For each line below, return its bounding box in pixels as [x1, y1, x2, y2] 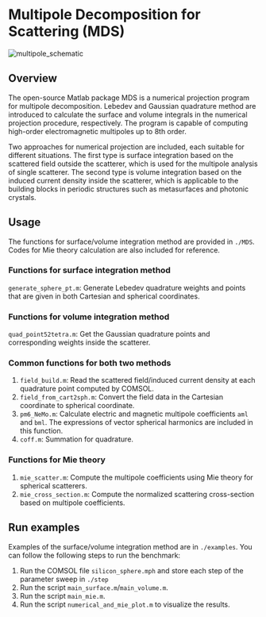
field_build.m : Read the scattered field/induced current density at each [19, 376, 256, 385]
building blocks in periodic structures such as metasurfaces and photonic [8, 184, 249, 194]
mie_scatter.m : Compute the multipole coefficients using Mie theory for [19, 472, 254, 482]
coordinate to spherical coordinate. [19, 401, 135, 411]
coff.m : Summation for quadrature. [19, 434, 133, 444]
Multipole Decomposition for [8, 6, 201, 24]
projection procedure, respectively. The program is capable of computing [8, 118, 249, 128]
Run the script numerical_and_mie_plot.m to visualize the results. [19, 600, 230, 609]
